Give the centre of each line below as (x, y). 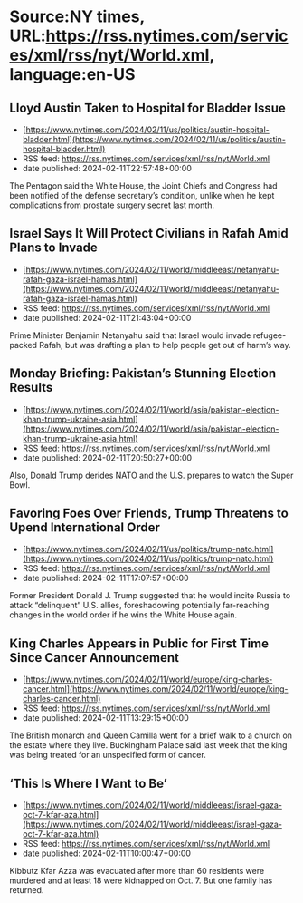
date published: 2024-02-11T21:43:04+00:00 (107, 317)
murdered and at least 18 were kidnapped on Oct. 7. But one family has (141, 880)
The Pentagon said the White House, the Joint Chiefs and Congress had (143, 186)
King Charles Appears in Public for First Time (139, 643)
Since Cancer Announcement (94, 658)
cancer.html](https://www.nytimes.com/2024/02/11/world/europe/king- (155, 689)
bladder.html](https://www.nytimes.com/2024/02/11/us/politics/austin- (154, 139)
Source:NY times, (77, 17)
